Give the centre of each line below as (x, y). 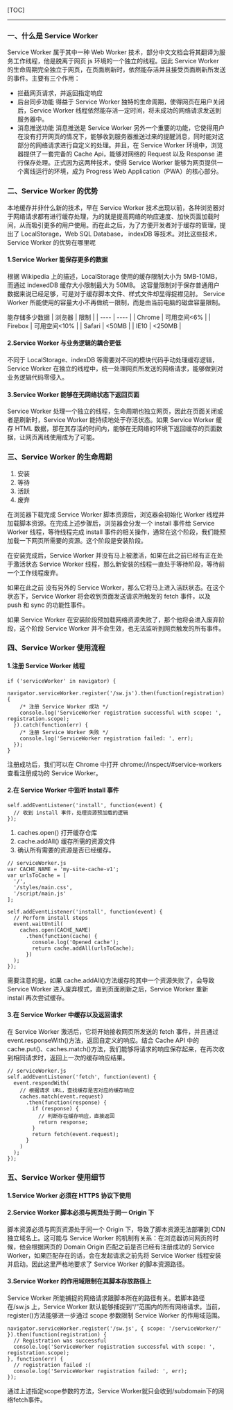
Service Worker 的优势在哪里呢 (51, 242)
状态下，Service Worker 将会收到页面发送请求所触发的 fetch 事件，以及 (109, 596)
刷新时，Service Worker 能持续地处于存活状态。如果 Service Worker (117, 420)
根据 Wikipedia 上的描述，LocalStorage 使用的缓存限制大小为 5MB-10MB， (114, 276)
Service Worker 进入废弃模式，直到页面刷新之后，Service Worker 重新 (108, 989)
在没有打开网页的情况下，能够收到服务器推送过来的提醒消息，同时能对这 (120, 137)
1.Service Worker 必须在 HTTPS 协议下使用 (69, 1195)
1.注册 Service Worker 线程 (46, 666)
